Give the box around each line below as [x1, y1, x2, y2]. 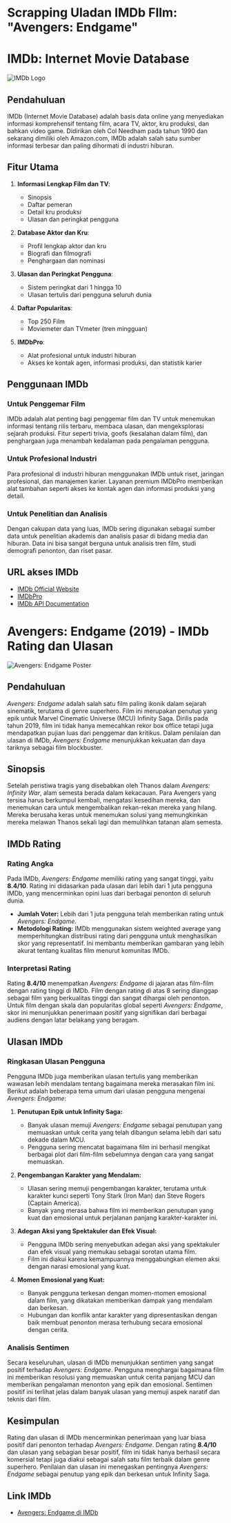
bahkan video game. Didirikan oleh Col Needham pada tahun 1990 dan [7, 126, 208, 135]
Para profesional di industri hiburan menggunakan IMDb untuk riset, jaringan [7, 470, 224, 478]
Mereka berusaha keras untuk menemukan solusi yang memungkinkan [7, 811, 208, 819]
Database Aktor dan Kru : [17, 228, 90, 236]
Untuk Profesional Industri [7, 454, 97, 463]
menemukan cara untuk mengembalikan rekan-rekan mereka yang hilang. [7, 803, 217, 811]
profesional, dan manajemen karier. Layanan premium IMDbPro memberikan [7, 477, 223, 485]
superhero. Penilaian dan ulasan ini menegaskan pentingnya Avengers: [7, 1463, 208, 1471]
